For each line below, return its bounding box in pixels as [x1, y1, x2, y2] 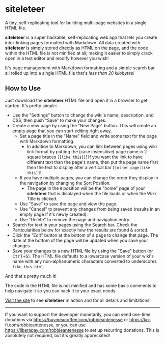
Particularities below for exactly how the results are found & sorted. [12, 227, 149, 233]
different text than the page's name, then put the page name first [27, 159, 158, 165]
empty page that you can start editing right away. [12, 128, 112, 134]
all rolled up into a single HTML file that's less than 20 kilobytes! [5, 70, 135, 76]
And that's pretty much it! [5, 273, 57, 279]
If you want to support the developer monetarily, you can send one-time [5, 311, 151, 317]
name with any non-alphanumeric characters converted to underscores [12, 258, 157, 264]
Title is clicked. [27, 196, 57, 201]
